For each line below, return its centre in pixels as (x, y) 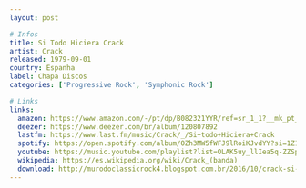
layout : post (34, 18)
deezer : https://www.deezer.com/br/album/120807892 (118, 127)
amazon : (32, 118)
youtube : (34, 152)
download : (36, 169)
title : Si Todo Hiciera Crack (67, 43)
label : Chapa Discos (49, 77)
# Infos (24, 34)
